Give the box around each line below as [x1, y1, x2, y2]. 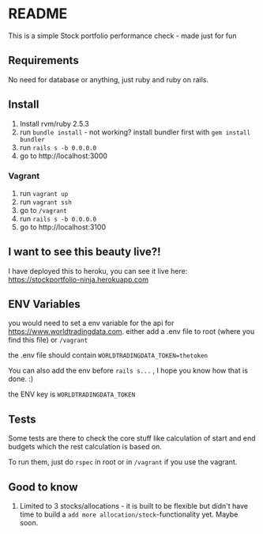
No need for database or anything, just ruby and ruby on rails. [8, 74, 209, 84]
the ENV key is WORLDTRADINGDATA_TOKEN [8, 389, 136, 400]
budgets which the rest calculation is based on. [8, 442, 162, 452]
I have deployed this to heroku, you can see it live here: [8, 266, 188, 275]
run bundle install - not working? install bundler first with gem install [19, 127, 251, 137]
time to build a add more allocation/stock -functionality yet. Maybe [19, 509, 239, 519]
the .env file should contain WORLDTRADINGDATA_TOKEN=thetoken [8, 350, 209, 360]
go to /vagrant [19, 205, 67, 214]
